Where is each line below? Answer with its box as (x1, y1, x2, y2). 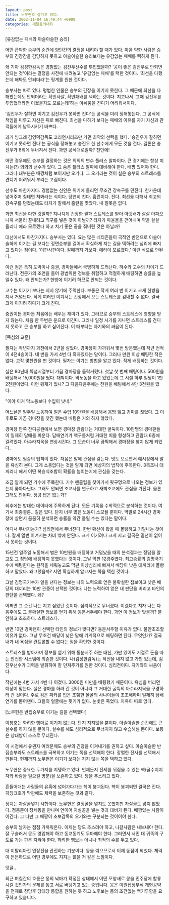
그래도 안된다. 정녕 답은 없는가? (5, 492, 67, 498)
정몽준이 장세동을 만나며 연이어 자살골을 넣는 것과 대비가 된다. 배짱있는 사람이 (12, 807, 164, 813)
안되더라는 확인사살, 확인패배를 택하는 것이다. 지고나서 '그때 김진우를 (27, 94, 161, 100)
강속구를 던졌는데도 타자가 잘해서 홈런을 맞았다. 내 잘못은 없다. (5, 200, 128, 206)
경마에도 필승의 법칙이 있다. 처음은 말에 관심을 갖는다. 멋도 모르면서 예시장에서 (5, 456, 159, 462)
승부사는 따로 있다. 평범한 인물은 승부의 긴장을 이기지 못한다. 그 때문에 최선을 (5, 87, 156, 94)
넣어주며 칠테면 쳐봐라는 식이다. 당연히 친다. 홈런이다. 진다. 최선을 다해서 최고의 (5, 193, 161, 200)
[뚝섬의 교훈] (5, 334, 30, 340)
